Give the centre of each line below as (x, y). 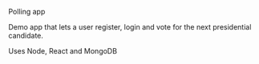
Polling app (27, 12)
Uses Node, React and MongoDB (63, 51)
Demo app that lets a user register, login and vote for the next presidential (130, 27)
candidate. (26, 36)
